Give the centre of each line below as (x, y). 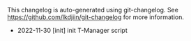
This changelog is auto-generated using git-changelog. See (93, 10)
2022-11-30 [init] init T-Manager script (72, 30)
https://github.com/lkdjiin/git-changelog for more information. (96, 17)
